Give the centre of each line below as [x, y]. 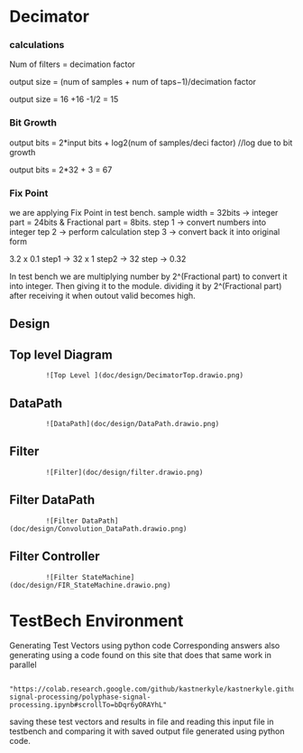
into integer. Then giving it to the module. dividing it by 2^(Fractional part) [146, 286]
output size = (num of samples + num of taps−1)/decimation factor [133, 82]
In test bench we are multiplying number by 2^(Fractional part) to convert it [148, 276]
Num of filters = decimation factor [72, 64]
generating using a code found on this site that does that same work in [141, 655]
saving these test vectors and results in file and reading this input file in [142, 722]
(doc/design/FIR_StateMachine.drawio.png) [90, 585]
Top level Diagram [61, 354]
